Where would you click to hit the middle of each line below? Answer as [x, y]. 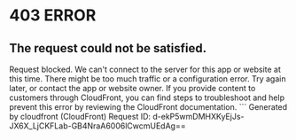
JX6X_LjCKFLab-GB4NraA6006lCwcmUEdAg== [97, 126]
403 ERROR [53, 16]
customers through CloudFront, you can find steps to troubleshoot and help [147, 97]
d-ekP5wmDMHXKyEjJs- [199, 117]
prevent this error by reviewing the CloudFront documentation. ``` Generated [148, 107]
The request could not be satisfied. [108, 48]
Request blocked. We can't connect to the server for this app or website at [145, 69]
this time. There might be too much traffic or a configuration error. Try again [148, 79]
